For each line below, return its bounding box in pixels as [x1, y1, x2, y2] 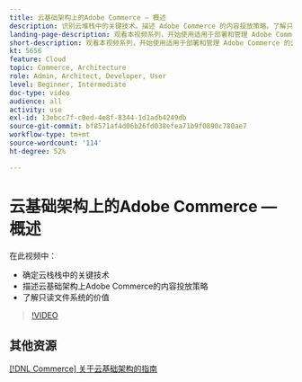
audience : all [9, 96, 63, 106]
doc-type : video [9, 88, 70, 97]
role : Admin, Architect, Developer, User [9, 72, 167, 81]
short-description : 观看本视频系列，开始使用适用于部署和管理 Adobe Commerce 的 [9, 38, 291, 48]
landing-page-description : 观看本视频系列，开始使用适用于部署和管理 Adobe [9, 30, 272, 39]
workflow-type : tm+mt [9, 130, 91, 139]
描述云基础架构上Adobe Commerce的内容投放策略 [22, 280, 209, 291]
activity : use [9, 105, 63, 114]
